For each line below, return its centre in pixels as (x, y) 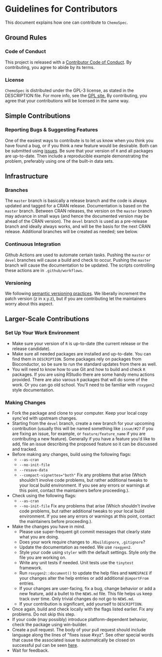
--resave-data (33, 470)
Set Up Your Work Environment (42, 333)
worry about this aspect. (29, 303)
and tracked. (25, 449)
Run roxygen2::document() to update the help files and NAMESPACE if (86, 573)
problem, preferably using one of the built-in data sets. (59, 161)
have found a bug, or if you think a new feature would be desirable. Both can (81, 145)
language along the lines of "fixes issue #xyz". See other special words (83, 635)
